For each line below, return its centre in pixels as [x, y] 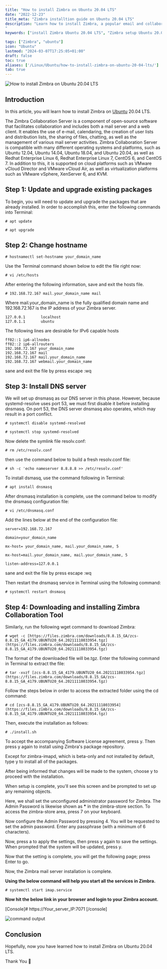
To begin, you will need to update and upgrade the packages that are [76, 202]
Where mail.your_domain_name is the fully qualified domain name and [77, 303]
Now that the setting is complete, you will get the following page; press [78, 857]
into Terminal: [19, 212]
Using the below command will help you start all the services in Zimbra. [80, 881]
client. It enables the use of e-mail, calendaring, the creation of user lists [79, 131]
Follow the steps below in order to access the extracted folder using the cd [82, 691]
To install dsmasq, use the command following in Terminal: [65, 478]
